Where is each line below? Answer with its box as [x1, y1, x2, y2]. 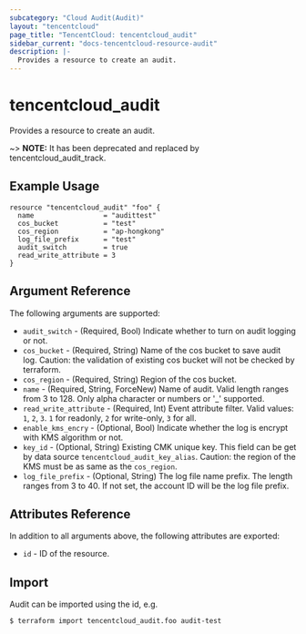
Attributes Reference [9, 506, 131, 522]
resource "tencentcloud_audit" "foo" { [9, 202, 161, 212]
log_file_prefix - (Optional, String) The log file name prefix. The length [22, 470, 293, 481]
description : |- [9, 47, 71, 56]
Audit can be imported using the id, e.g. [9, 598, 158, 610]
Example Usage [9, 179, 100, 194]
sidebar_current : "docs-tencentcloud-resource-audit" [9, 38, 219, 48]
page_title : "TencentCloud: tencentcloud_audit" [9, 30, 198, 39]
